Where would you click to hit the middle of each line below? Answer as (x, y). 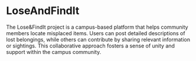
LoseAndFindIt (43, 11)
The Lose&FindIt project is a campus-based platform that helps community (97, 27)
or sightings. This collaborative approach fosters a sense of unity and (91, 46)
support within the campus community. (54, 52)
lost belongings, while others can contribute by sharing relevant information (98, 39)
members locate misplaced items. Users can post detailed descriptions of (96, 33)
